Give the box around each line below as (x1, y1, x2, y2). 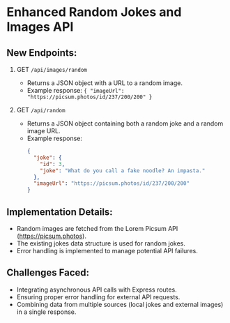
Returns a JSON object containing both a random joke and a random (26, 119, 224, 128)
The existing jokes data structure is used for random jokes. (16, 239, 186, 248)
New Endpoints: (6, 47, 77, 59)
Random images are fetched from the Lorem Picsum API (16, 224, 178, 232)
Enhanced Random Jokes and (6, 4, 182, 20)
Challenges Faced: (6, 266, 90, 279)
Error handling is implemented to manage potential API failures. (16, 246, 198, 255)
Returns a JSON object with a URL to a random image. (26, 79, 183, 87)
